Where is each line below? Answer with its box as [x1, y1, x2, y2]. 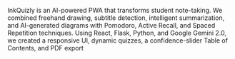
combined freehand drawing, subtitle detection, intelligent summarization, [7, 14, 225, 22]
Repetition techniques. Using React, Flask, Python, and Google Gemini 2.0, [7, 28, 227, 37]
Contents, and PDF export [7, 44, 84, 52]
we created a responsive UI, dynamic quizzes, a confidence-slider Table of [7, 36, 229, 45]
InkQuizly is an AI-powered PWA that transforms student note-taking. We [7, 6, 223, 14]
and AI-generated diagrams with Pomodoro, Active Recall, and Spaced [7, 21, 216, 29]
